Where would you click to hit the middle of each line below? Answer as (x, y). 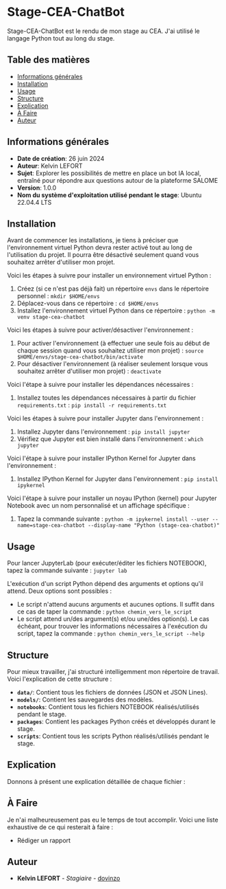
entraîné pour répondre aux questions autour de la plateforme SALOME (117, 180)
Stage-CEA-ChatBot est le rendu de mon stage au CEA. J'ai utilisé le (103, 31)
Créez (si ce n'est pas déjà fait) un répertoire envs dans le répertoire (113, 289)
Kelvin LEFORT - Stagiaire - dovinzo (68, 878)
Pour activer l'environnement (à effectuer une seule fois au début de (113, 344)
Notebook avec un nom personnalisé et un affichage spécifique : (98, 506)
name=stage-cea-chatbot (51, 526)
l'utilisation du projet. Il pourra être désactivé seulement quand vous (103, 255)
